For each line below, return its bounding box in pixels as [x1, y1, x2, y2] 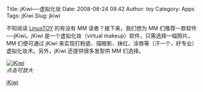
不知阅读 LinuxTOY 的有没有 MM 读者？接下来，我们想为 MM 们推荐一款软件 [6, 25, 198, 31]
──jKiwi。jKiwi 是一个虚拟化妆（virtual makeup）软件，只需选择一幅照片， [6, 32, 193, 39]
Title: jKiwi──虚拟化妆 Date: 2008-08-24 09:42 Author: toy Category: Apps [6, 5, 195, 12]
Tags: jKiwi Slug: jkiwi [6, 12, 61, 19]
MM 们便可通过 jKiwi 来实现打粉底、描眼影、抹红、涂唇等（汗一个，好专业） [6, 40, 198, 47]
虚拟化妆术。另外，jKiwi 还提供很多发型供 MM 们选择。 [6, 47, 145, 54]
